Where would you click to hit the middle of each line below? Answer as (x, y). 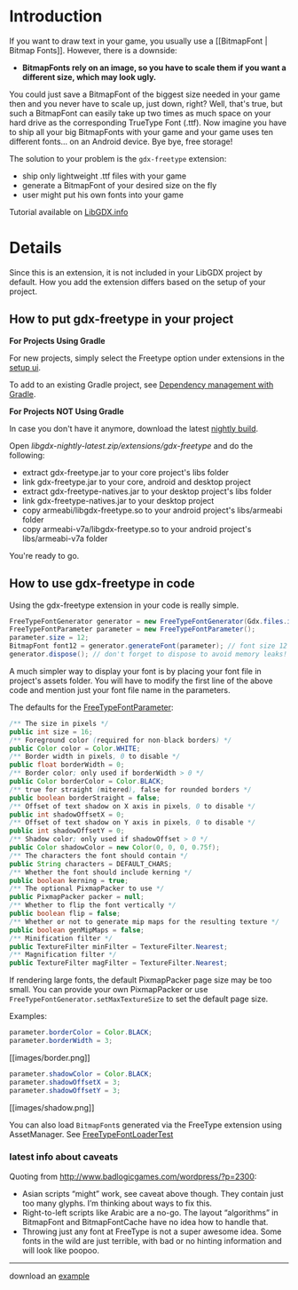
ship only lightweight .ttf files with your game (104, 176)
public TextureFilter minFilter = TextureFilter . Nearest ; (118, 947)
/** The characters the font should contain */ (99, 856)
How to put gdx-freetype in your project (122, 319)
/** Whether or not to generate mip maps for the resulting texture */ (144, 921)
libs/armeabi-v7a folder (65, 538)
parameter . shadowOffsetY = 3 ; (65, 1090)
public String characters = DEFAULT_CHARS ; (91, 864)
